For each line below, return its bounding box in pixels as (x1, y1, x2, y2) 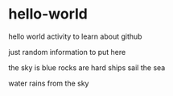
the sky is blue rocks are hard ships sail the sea (8, 62, 166, 73)
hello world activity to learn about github (8, 31, 142, 41)
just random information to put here (8, 47, 126, 56)
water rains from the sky (8, 78, 89, 88)
